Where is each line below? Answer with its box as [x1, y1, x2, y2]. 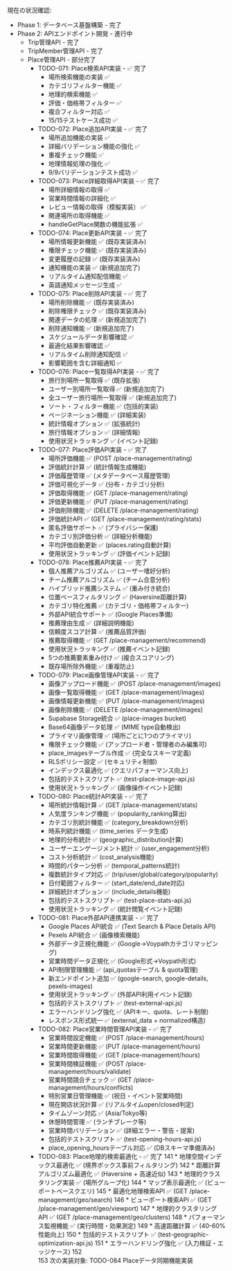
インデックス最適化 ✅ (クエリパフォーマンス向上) [48, 766, 189, 775]
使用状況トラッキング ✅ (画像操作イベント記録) [48, 784, 183, 792]
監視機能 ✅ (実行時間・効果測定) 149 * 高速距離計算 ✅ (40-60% [44, 1222, 226, 1229]
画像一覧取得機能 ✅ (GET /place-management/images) [48, 689, 205, 696]
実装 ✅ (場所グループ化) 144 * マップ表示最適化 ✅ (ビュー [62, 1178, 226, 1186]
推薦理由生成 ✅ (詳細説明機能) [48, 619, 135, 627]
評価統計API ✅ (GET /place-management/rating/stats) [48, 515, 202, 523]
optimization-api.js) [37, 1239, 93, 1247]
